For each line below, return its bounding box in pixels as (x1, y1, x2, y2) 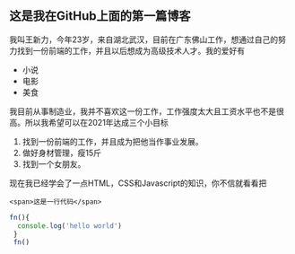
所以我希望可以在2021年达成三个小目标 (24, 117, 169, 127)
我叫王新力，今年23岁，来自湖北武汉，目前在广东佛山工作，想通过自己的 (9, 34, 279, 45)
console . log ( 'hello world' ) (17, 221, 123, 231)
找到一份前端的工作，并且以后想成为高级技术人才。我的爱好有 (16, 45, 245, 56)
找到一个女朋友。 (22, 158, 86, 169)
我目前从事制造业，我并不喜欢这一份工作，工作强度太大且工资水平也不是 (9, 106, 276, 117)
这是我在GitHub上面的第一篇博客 (9, 8, 191, 24)
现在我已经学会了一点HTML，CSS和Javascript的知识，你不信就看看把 (9, 178, 267, 188)
